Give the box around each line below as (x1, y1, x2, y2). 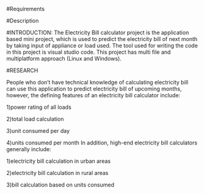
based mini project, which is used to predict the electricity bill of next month (6, 35, 198, 42)
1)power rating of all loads (6, 103, 71, 111)
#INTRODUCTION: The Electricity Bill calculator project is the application (6, 29, 189, 36)
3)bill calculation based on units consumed (6, 181, 115, 188)
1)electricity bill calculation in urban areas (6, 157, 111, 165)
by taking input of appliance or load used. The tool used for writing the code (6, 42, 199, 49)
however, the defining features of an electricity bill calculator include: (6, 92, 181, 99)
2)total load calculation (6, 116, 64, 122)
